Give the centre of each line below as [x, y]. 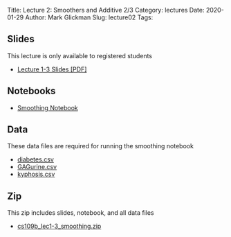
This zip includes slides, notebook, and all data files [81, 213]
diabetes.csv [35, 159]
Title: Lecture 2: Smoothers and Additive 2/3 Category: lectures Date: [106, 10]
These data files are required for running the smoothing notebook [100, 146]
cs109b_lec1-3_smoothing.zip [59, 226]
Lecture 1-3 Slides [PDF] [52, 69]
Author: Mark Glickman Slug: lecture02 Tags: [89, 17]
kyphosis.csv [36, 174]
